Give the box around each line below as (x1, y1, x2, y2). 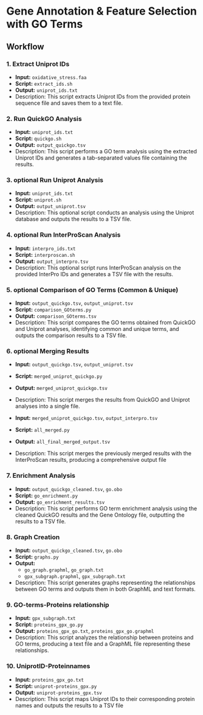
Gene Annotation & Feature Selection (6, 4, 198, 18)
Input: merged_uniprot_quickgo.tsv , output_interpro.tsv (15, 414, 158, 422)
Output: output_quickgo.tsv (15, 141, 86, 148)
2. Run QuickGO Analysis (6, 114, 82, 123)
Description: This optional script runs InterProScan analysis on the (15, 263, 181, 271)
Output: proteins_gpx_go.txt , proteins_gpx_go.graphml (15, 627, 154, 635)
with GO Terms (6, 17, 83, 31)
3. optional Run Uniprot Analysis (6, 176, 103, 184)
